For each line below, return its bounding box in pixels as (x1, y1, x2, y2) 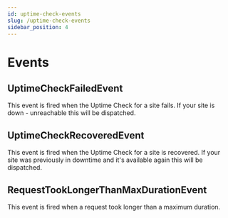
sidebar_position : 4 (7, 23, 69, 31)
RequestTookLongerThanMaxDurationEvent (7, 184, 207, 196)
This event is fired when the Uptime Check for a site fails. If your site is (7, 101, 215, 110)
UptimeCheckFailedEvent (7, 82, 123, 94)
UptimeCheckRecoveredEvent (7, 129, 145, 141)
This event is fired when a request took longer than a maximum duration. (7, 203, 221, 211)
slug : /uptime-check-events (7, 17, 91, 24)
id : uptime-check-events (7, 10, 81, 18)
